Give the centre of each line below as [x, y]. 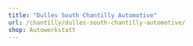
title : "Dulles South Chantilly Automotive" [83, 15]
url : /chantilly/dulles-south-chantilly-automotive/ [97, 23]
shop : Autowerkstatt [42, 30]
